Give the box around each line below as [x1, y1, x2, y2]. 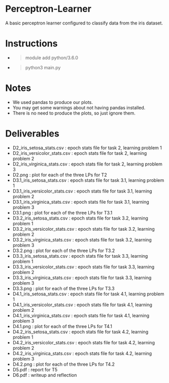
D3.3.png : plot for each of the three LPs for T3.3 [12, 285, 115, 291]
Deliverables [5, 128, 59, 139]
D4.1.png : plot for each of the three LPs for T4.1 [12, 323, 113, 329]
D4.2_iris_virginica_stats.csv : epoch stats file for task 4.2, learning [12, 350, 152, 357]
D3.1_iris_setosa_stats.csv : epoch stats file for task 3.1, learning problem [12, 177, 164, 183]
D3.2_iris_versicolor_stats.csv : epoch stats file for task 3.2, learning [12, 226, 155, 232]
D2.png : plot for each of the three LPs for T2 [12, 172, 108, 178]
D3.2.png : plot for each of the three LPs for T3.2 [12, 248, 115, 254]
